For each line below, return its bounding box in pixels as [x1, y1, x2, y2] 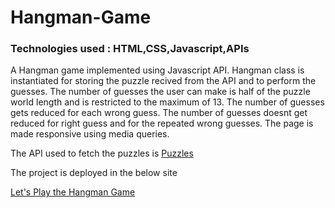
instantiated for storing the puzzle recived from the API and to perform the [10, 75, 317, 87]
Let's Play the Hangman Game [10, 186, 136, 198]
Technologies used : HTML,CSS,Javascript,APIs [10, 42, 250, 56]
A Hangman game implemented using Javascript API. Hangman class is [10, 64, 305, 76]
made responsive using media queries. [10, 128, 170, 140]
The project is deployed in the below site [10, 167, 178, 179]
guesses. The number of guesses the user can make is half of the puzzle [10, 86, 311, 98]
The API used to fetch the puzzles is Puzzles [10, 147, 194, 160]
